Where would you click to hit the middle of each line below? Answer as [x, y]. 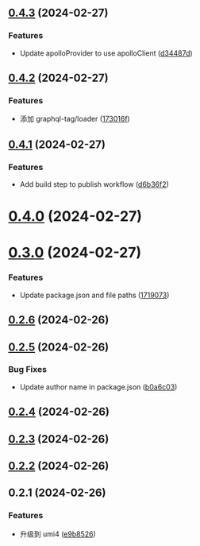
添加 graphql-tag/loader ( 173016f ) [75, 119]
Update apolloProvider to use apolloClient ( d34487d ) [106, 53]
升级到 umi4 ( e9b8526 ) [58, 534]
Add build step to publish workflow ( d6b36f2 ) [94, 184]
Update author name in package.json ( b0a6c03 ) [98, 387]
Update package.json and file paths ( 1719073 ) [94, 295]
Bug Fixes [28, 370]
